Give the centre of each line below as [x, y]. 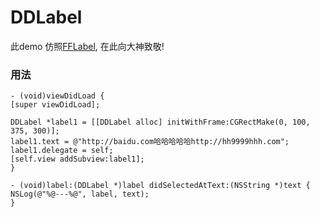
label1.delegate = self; [62, 151]
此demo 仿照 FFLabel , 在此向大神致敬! [87, 46]
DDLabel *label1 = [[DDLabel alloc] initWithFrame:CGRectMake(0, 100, [160, 122]
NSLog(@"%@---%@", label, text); [80, 194]
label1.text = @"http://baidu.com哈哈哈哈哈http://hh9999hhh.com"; [150, 142]
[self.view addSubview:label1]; [77, 159]
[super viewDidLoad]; [55, 105]
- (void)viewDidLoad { [57, 96]
